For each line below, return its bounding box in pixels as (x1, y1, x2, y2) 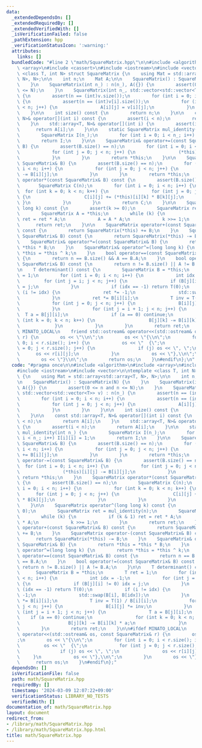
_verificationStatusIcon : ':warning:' (11, 43, 109, 49)
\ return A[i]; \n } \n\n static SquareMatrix (17, 127, 161, 133)
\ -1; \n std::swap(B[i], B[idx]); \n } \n (17, 592, 189, 598)
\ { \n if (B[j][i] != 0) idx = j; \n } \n (17, 581, 189, 587)
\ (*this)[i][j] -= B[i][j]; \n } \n (17, 469, 176, 475)
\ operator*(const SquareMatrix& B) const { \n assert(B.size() (17, 177, 198, 183)
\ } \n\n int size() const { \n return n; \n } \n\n (17, 110, 185, 116)
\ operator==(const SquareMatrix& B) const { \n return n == (17, 553, 189, 559)
